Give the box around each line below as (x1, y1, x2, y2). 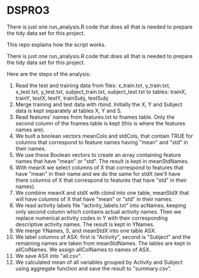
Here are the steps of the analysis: (7, 70, 91, 77)
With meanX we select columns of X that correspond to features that (15, 164, 184, 171)
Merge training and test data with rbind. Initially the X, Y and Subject (15, 100, 183, 108)
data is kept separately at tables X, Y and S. (15, 107, 122, 114)
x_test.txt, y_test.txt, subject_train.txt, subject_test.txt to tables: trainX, (15, 88, 187, 95)
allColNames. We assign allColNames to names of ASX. (15, 246, 151, 253)
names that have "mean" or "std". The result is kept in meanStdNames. (15, 157, 189, 165)
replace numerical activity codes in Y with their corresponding (15, 214, 168, 222)
